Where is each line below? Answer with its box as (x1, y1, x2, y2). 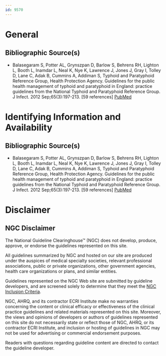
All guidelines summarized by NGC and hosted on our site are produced (5, 252, 153, 258)
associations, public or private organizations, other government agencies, (5, 263, 156, 269)
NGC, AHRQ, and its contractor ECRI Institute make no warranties (5, 298, 139, 304)
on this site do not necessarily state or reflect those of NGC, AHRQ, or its (5, 319, 154, 325)
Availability (5, 122, 53, 133)
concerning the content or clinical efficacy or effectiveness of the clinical (5, 303, 155, 310)
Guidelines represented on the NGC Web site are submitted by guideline (5, 278, 153, 284)
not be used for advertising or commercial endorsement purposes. (5, 330, 142, 336)
